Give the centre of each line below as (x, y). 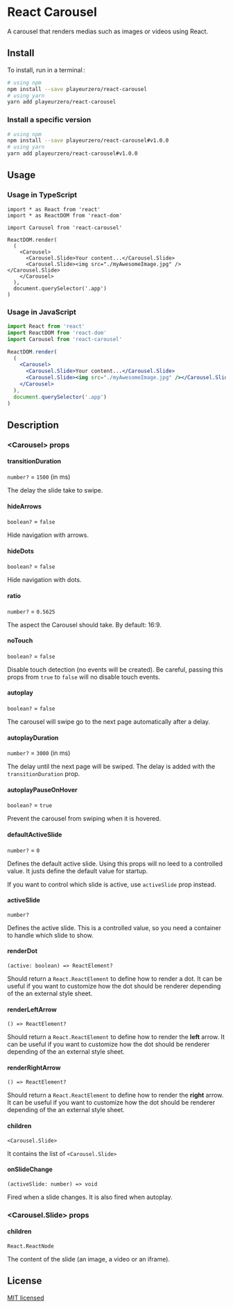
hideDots (21, 551)
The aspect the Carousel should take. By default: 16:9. (84, 624)
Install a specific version (49, 120)
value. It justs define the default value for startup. (78, 871)
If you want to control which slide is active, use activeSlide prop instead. (112, 884)
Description (33, 425)
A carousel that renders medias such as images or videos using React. (108, 31)
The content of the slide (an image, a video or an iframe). (89, 1259)
